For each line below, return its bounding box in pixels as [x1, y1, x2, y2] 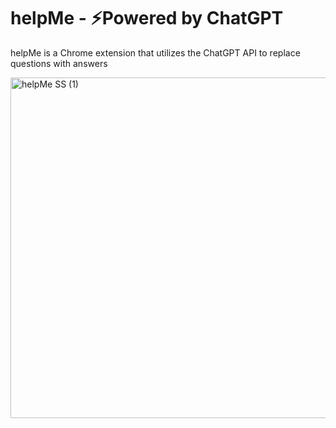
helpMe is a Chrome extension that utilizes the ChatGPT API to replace [10, 46, 301, 59]
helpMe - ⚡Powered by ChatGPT [10, 7, 284, 30]
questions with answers [10, 57, 108, 69]
